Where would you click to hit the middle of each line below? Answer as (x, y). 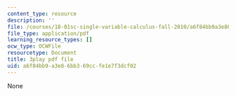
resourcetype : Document (42, 53)
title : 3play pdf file (40, 60)
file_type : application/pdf (48, 33)
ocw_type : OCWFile (34, 46)
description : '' (31, 20)
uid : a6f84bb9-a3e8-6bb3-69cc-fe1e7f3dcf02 (72, 66)
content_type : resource (42, 14)
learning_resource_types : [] (50, 40)
